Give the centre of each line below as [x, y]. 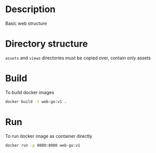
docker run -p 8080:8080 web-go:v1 [43, 145]
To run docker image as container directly [49, 136]
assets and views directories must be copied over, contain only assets [78, 58]
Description [30, 9]
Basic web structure [26, 23]
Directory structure [47, 44]
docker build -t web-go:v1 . [36, 102]
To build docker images [30, 92]
